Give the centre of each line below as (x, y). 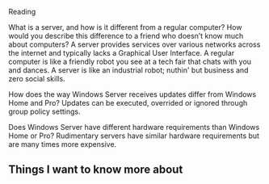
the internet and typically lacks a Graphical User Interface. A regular (122, 53)
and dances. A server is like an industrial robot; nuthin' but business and (128, 70)
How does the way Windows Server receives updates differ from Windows (132, 94)
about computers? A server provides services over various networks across (134, 44)
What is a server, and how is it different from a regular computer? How (125, 27)
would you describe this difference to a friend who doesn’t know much (126, 36)
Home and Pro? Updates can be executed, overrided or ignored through (128, 103)
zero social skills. (37, 79)
